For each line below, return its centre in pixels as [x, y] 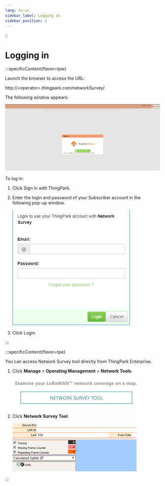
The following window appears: [37, 97]
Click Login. [24, 333]
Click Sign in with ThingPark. [41, 188]
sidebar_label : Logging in [33, 15]
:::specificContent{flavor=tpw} [36, 69]
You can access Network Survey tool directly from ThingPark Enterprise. [79, 361]
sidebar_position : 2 [26, 21]
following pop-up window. [39, 203]
